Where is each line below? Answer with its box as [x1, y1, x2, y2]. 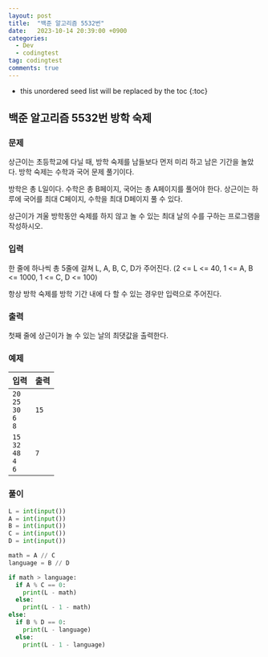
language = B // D [8, 559, 70, 567]
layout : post [8, 11, 52, 20]
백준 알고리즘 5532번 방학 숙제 [8, 112, 152, 125]
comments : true [8, 64, 59, 72]
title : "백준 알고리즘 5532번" [8, 19, 105, 27]
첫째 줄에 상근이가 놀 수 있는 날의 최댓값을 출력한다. [8, 331, 169, 341]
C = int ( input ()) [8, 529, 67, 538]
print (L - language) [22, 626, 91, 634]
